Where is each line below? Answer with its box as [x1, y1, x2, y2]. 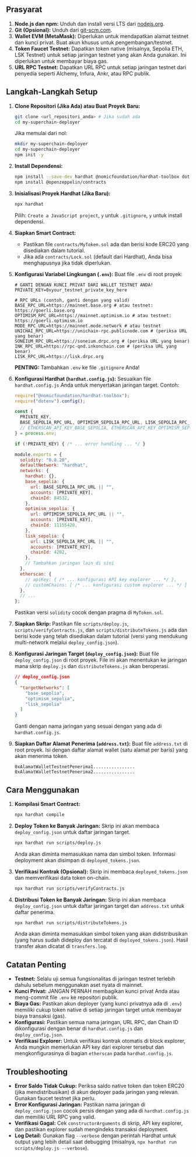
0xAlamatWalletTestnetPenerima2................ [14, 769, 135, 775]
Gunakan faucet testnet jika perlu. [14, 1095, 96, 1102]
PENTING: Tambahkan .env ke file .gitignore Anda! [14, 364, 140, 371]
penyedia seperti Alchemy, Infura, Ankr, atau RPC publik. [14, 70, 150, 77]
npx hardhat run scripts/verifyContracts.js [14, 886, 125, 891]
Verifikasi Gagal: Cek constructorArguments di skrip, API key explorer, [14, 1120, 183, 1127]
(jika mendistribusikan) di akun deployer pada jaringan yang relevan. [14, 1089, 180, 1096]
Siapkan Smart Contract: [14, 229, 76, 236]
